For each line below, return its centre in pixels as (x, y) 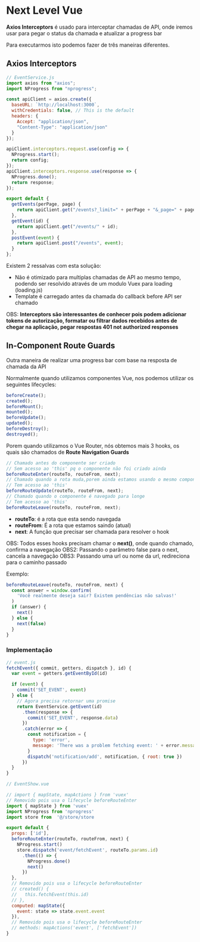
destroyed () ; (22, 434)
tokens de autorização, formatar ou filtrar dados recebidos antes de (92, 321)
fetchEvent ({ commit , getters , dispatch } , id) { (69, 668)
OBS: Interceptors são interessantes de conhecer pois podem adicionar (96, 314)
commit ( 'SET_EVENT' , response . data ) (73, 718)
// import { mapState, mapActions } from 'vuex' (68, 795)
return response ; (33, 182)
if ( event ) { (28, 684)
